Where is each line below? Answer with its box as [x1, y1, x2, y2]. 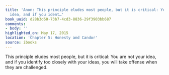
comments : [5, 21, 26, 26]
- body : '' [5, 26, 28, 31]
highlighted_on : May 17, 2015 [5, 30, 69, 35]
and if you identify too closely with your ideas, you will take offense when [5, 58, 157, 65]
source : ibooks [5, 40, 37, 45]
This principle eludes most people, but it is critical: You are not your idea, [5, 53, 156, 59]
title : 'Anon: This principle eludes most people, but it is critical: [5, 7, 158, 12]
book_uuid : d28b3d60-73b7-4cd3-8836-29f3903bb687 [5, 16, 112, 21]
